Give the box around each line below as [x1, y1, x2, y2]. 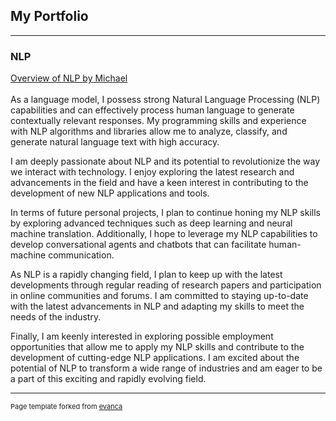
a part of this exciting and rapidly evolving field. [10, 373, 207, 385]
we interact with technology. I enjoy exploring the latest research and [10, 166, 295, 178]
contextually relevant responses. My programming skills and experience [10, 115, 307, 127]
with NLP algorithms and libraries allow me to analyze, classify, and [10, 125, 288, 138]
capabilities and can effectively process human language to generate [10, 104, 295, 116]
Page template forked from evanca [10, 402, 123, 412]
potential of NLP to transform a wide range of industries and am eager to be [10, 362, 323, 374]
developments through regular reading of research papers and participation [10, 279, 322, 291]
